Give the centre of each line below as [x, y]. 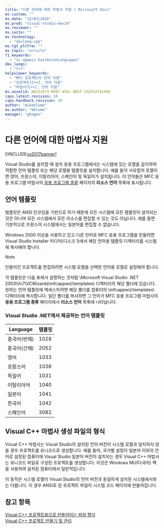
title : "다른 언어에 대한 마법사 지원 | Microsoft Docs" [58, 10]
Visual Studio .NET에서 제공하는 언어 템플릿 [55, 315]
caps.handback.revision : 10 [34, 101]
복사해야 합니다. [25, 247]
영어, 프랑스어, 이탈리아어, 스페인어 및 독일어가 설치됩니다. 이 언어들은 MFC [82, 176]
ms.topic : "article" [26, 50]
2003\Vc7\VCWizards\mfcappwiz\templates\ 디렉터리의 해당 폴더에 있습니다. [81, 283]
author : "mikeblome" [26, 105]
